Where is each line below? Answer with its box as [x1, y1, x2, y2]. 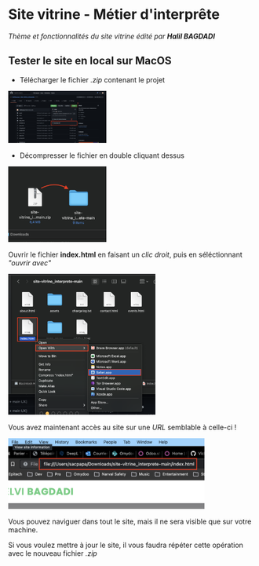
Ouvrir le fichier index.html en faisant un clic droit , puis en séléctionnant [8, 250, 243, 259]
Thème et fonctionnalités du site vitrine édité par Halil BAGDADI [8, 31, 216, 41]
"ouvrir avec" [8, 257, 52, 268]
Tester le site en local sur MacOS [8, 54, 172, 68]
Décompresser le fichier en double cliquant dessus [19, 151, 184, 160]
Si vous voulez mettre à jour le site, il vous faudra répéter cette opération [8, 540, 243, 550]
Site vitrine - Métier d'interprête [8, 5, 220, 24]
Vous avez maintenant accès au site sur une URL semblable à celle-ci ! [8, 422, 237, 432]
